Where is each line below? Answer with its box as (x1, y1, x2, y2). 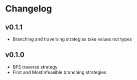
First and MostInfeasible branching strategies (12, 69, 106, 75)
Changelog (5, 3, 52, 14)
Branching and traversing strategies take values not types (12, 36, 132, 42)
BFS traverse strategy (12, 63, 58, 70)
